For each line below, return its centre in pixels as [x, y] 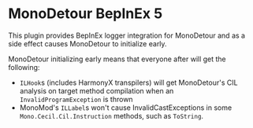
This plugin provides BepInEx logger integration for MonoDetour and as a [127, 35]
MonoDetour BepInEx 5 [86, 14]
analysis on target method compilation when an [97, 90]
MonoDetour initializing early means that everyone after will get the [117, 59]
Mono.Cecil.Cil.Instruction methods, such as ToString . [111, 115]
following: [24, 67]
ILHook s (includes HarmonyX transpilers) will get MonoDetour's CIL [128, 82]
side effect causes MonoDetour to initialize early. [87, 43]
